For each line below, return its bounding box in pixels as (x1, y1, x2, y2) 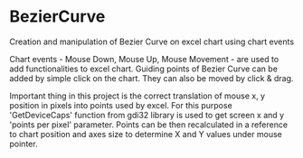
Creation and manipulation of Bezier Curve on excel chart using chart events (9, 36, 295, 47)
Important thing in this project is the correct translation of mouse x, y (9, 90, 265, 101)
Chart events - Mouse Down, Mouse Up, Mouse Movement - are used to (9, 53, 279, 64)
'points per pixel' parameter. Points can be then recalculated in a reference (9, 119, 288, 130)
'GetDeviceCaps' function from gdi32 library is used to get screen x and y (9, 109, 285, 120)
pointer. (9, 138, 38, 149)
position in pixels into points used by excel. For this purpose (9, 99, 232, 110)
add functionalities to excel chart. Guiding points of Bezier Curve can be (9, 63, 279, 74)
